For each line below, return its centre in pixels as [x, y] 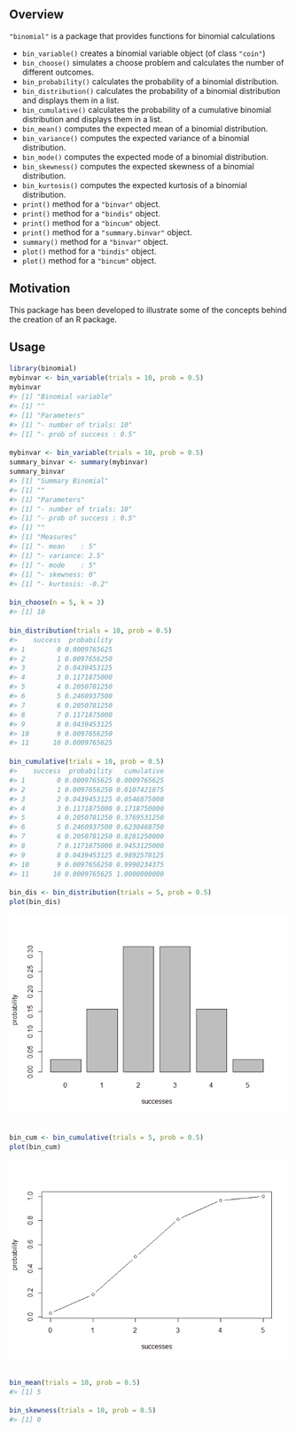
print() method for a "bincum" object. [91, 223]
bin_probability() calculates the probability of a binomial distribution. [150, 81]
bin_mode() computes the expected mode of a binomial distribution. [145, 157]
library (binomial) [43, 369]
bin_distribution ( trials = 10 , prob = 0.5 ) [91, 630]
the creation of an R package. [63, 319]
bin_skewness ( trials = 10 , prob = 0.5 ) [83, 1411]
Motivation [40, 289]
